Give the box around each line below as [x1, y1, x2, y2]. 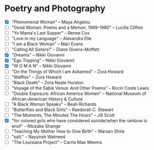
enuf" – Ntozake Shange [11, 123, 61, 129]
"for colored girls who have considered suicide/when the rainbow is [11, 118, 148, 123]
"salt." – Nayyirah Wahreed [11, 134, 66, 140]
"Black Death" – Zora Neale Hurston [11, 79, 84, 85]
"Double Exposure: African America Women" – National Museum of [11, 91, 147, 96]
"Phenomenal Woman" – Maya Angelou [11, 19, 91, 25]
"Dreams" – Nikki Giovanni [11, 52, 65, 58]
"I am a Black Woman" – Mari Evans [11, 41, 84, 47]
